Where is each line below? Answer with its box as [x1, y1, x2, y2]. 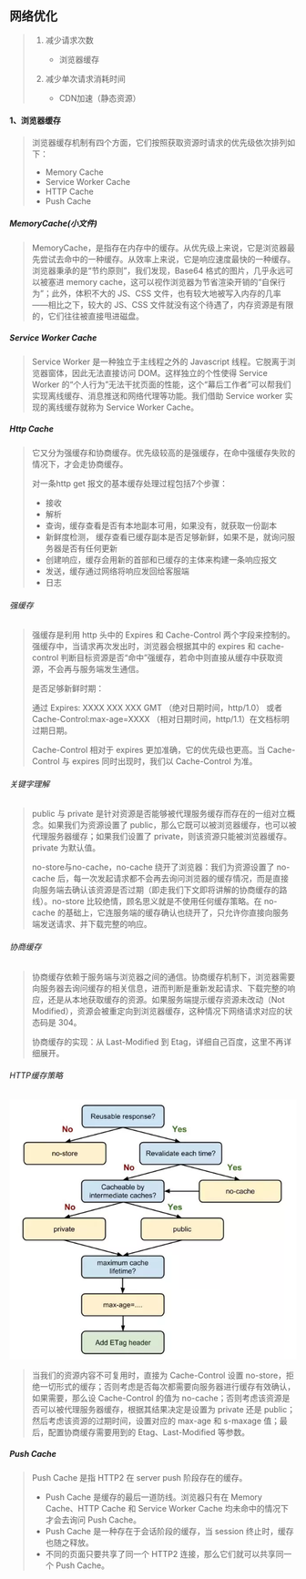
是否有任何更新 [61, 543, 118, 554]
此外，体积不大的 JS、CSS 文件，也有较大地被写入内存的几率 [51, 288, 282, 299]
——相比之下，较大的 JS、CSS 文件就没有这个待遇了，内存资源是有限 [31, 299, 294, 310]
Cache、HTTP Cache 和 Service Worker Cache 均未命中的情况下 [45, 1503, 290, 1514]
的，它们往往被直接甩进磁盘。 [31, 311, 144, 321]
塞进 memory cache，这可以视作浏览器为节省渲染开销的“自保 [47, 276, 278, 287]
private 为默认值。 [31, 842, 101, 853]
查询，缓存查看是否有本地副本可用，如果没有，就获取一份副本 [45, 520, 278, 531]
